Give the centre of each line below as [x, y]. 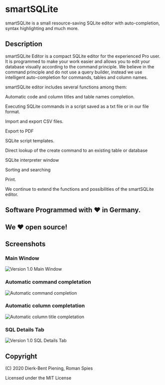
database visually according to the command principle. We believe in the [80, 66]
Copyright [21, 356]
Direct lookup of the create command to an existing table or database [77, 150]
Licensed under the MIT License [38, 378]
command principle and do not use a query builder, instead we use [74, 72]
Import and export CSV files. [34, 121]
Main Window [22, 258]
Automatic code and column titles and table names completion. [70, 96]
